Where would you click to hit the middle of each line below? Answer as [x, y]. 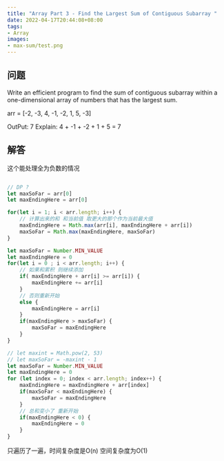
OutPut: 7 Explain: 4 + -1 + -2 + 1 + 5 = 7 [64, 126]
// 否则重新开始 [40, 295]
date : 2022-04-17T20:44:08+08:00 [55, 20]
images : [18, 39]
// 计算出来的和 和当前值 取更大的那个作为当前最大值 [86, 219]
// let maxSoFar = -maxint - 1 [52, 359]
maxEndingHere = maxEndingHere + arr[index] [84, 385]
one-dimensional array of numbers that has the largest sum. [92, 100]
